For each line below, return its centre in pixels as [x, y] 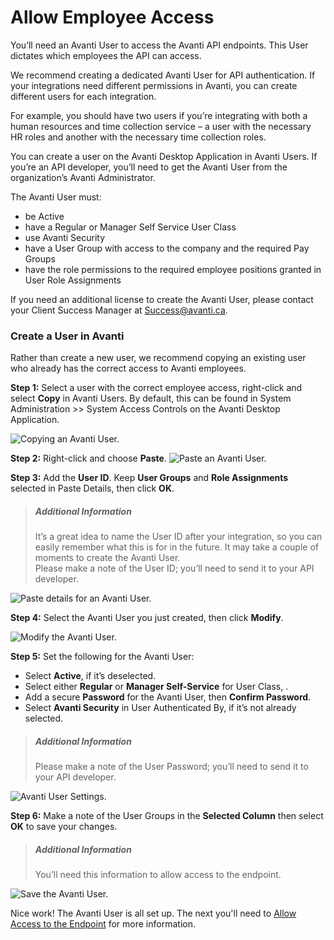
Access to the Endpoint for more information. [103, 924]
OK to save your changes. [64, 827]
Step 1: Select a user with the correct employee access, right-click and [156, 388]
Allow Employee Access [112, 17]
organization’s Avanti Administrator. [83, 177]
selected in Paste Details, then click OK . [92, 488]
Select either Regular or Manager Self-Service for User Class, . [156, 687]
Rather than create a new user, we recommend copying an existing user [158, 358]
